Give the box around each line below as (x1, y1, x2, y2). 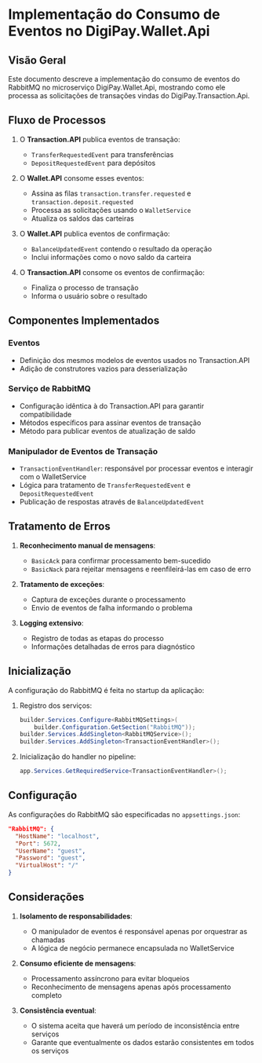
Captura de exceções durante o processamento (31, 595, 186, 604)
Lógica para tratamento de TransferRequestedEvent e (19, 481, 191, 490)
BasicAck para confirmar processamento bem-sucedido (31, 555, 211, 565)
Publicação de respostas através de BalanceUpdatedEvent (19, 497, 205, 507)
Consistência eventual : (19, 1006, 96, 1015)
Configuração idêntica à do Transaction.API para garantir (19, 401, 205, 410)
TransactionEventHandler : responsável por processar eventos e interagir (19, 464, 253, 473)
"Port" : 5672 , (15, 839, 61, 848)
